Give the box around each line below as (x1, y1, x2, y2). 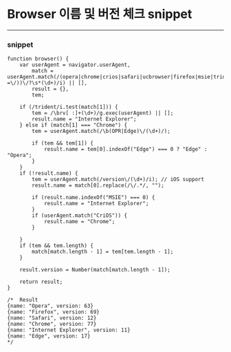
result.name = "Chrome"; (43, 218, 115, 225)
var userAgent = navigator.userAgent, (19, 61, 131, 69)
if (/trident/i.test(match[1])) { (19, 104, 118, 111)
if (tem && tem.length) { (19, 242, 94, 249)
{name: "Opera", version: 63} (7, 302, 94, 310)
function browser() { (7, 56, 69, 63)
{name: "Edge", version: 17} (7, 333, 91, 340)
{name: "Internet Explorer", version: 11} (7, 327, 131, 334)
